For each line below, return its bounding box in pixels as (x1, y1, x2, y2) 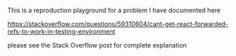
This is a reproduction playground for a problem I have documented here (7, 6, 221, 14)
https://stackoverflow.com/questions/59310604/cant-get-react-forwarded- (7, 20, 229, 28)
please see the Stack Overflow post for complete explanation (7, 41, 188, 49)
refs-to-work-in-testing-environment (7, 28, 116, 35)
